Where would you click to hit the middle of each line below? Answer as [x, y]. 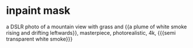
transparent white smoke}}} [39, 39]
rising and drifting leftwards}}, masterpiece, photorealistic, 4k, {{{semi [91, 32]
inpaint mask [38, 11]
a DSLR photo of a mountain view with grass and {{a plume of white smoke [97, 27]
